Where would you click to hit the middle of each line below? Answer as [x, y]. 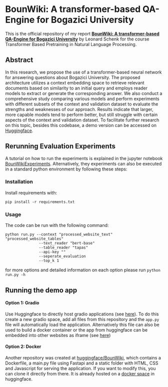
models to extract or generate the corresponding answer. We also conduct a [84, 93]
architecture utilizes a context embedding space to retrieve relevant [75, 82]
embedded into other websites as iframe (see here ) [58, 335]
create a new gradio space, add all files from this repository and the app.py [82, 319]
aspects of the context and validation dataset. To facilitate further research [82, 120]
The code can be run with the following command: [57, 225]
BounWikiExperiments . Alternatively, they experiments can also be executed [83, 163]
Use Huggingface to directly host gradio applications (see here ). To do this [82, 314]
